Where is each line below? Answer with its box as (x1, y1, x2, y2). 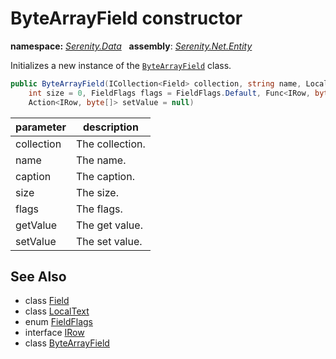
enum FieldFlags (24, 316, 93, 328)
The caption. (76, 169, 135, 183)
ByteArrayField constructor (10, 7, 243, 30)
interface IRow (24, 327, 85, 339)
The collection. (76, 137, 146, 151)
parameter (15, 120, 67, 134)
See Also (10, 268, 67, 285)
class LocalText (24, 305, 90, 317)
